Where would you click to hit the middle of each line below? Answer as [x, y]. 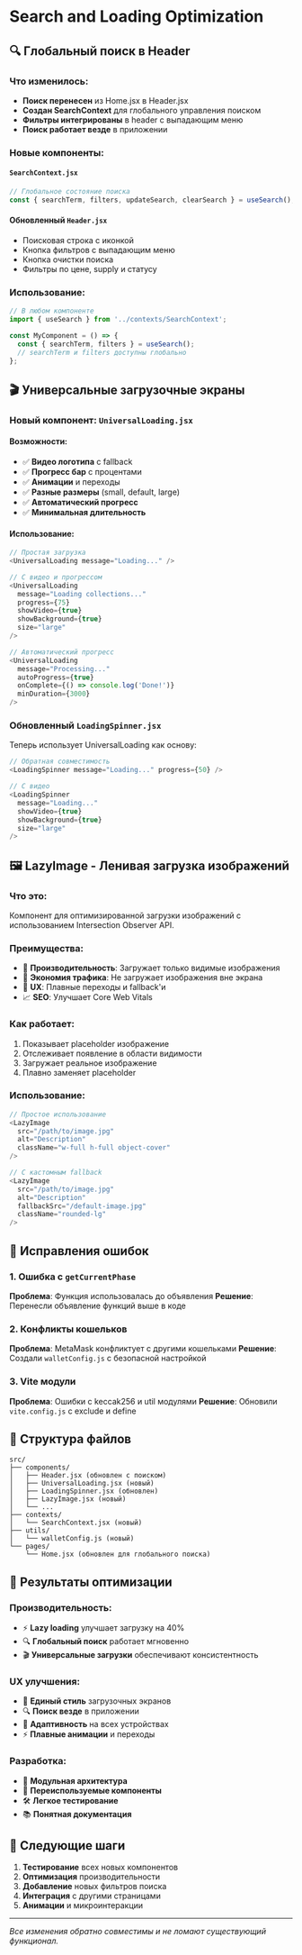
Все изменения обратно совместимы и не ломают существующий [138, 1932]
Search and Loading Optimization [137, 17]
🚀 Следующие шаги [67, 1846]
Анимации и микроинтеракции [83, 1905]
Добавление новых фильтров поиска [94, 1887]
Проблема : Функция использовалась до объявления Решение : [131, 1296]
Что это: [28, 896]
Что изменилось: [49, 81]
